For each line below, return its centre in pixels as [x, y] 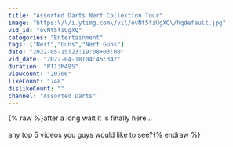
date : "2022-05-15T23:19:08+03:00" [66, 52]
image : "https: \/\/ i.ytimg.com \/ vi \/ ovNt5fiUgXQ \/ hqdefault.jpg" [117, 23]
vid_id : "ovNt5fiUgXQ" [45, 30]
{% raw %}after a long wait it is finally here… [80, 118]
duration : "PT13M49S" [44, 67]
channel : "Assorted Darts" [52, 96]
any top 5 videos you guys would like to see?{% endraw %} [104, 135]
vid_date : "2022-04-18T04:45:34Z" [65, 60]
